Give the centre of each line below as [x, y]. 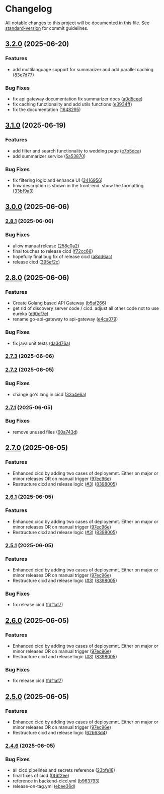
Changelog [29, 9]
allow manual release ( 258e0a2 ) [46, 246]
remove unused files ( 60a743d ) [45, 432]
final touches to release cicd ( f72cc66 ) [53, 251]
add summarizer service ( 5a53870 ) [49, 156]
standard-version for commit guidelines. [47, 28]
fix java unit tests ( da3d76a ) [41, 343]
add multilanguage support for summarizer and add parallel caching [83, 69]
